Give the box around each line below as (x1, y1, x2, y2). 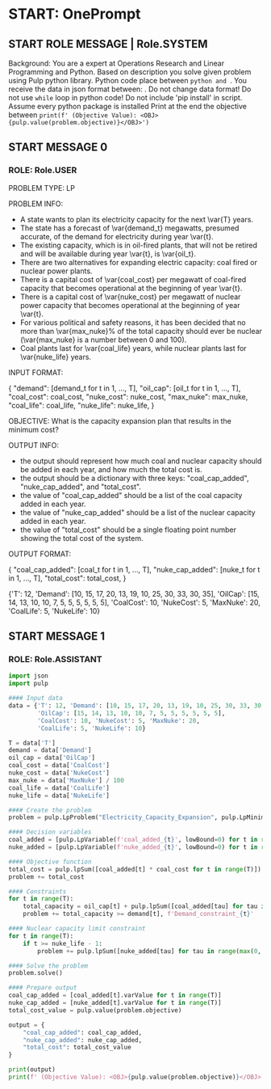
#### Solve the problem (8, 961, 89, 970)
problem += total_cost (8, 872, 85, 881)
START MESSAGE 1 (8, 630, 106, 644)
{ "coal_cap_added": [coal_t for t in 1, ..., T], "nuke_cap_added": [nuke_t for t (8, 564, 261, 574)
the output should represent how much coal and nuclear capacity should (19, 456, 262, 466)
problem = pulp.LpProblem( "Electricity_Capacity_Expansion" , (8, 813, 219, 821)
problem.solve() (8, 969, 63, 977)
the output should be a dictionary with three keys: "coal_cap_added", (19, 473, 249, 483)
